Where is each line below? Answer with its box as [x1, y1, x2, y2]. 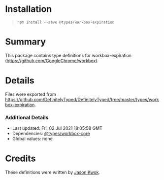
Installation [5, 3, 52, 15]
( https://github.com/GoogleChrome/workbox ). [5, 58, 99, 64]
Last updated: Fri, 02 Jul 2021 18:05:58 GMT [12, 125, 102, 131]
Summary [5, 36, 46, 47]
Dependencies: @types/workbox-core [12, 131, 90, 137]
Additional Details [5, 114, 49, 121]
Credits [5, 153, 36, 164]
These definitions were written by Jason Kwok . [5, 169, 100, 176]
